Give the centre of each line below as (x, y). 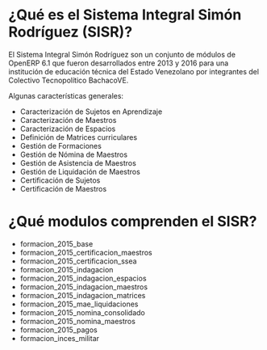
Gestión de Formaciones (61, 145)
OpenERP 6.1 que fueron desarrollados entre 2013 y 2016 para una (119, 63)
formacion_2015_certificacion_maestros (86, 252)
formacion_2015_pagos (59, 330)
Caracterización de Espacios (68, 129)
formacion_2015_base (56, 243)
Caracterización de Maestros (68, 120)
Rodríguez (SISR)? (71, 32)
